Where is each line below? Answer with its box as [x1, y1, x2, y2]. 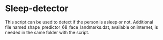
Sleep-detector [5, 3, 69, 14]
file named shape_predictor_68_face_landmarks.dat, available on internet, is [5, 24, 158, 30]
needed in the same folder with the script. [5, 29, 90, 35]
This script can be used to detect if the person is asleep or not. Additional [5, 19, 153, 25]
